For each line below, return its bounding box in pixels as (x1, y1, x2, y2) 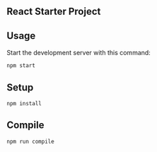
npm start (6, 62, 36, 69)
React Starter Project (6, 6, 101, 18)
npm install (6, 100, 42, 107)
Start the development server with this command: (6, 49, 151, 57)
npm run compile (6, 138, 54, 145)
